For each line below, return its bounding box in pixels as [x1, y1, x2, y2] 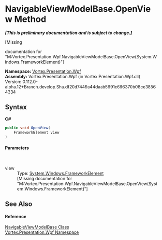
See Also [5, 200, 32, 208]
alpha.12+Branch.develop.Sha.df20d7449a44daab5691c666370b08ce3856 [5, 84, 156, 89]
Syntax [5, 103, 27, 111]
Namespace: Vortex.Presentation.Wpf [5, 68, 81, 74]
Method [14, 14, 46, 25]
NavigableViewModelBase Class [5, 224, 69, 230]
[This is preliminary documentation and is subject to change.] [5, 30, 132, 35]
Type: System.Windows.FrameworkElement [17, 170, 104, 176]
